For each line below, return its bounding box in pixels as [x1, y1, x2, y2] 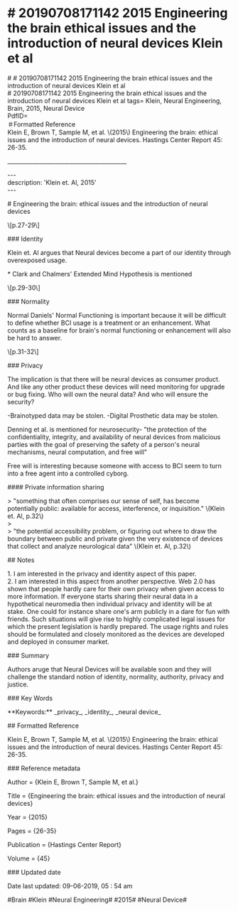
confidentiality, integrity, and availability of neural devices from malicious [7, 432, 221, 441]
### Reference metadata [7, 764, 80, 772]
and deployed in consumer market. [7, 637, 110, 646]
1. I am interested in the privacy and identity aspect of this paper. [7, 569, 197, 578]
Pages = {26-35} [7, 826, 57, 835]
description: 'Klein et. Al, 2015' [7, 178, 97, 186]
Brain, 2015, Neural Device [7, 104, 85, 112]
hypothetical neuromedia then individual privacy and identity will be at [7, 599, 212, 608]
